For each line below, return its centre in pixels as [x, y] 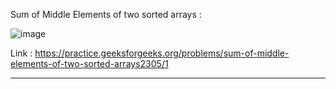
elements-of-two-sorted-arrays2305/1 [89, 63]
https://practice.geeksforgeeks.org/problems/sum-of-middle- [162, 53]
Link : [21, 53]
